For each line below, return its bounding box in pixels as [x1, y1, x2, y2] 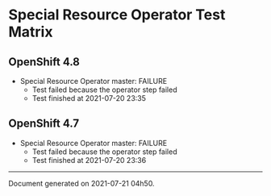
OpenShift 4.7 [8, 117, 79, 131]
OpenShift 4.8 [8, 55, 81, 69]
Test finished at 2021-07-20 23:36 [31, 155, 147, 165]
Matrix [8, 23, 53, 41]
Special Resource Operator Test [8, 6, 226, 24]
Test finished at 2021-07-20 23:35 [31, 94, 147, 102]
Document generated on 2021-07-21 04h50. [8, 178, 155, 188]
